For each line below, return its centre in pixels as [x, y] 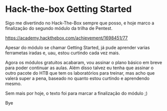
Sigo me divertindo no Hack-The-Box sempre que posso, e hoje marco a [80, 23]
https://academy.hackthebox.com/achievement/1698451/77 [66, 38]
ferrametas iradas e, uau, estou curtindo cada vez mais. [62, 53]
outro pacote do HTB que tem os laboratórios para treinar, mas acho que [80, 73]
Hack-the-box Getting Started [68, 9]
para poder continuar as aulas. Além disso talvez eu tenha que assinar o [79, 68]
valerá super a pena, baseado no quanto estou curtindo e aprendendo [77, 78]
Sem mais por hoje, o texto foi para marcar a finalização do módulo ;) [76, 93]
